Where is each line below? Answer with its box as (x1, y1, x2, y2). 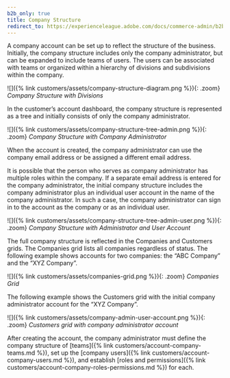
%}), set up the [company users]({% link (36, 348, 151, 357)
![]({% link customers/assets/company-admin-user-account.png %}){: (7, 313, 205, 322)
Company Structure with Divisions (7, 91, 104, 100)
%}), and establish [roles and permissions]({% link (64, 356, 206, 364)
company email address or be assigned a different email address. (7, 153, 192, 162)
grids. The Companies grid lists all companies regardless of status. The (7, 245, 208, 253)
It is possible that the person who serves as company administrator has (7, 166, 209, 175)
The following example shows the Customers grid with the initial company (7, 293, 216, 301)
